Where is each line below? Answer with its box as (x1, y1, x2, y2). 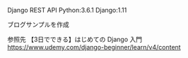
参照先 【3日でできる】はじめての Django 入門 (7, 35, 143, 43)
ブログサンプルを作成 (7, 20, 69, 29)
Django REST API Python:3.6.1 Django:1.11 (7, 6, 127, 14)
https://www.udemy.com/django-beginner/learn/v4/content (7, 43, 182, 51)
